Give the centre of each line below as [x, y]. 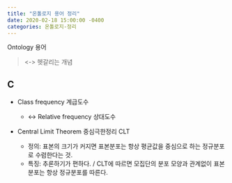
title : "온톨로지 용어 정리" [44, 14]
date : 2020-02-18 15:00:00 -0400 [56, 20]
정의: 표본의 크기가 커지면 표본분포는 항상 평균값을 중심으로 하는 [114, 146]
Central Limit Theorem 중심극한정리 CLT [74, 132]
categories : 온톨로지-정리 [42, 26]
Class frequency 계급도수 [53, 102]
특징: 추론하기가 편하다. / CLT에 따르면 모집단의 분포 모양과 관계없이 [120, 164]
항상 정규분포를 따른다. [77, 173]
